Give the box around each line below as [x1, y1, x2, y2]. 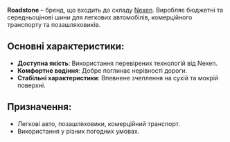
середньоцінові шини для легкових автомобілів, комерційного [7, 13, 193, 21]
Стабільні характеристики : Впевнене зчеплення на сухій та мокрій [17, 73, 219, 82]
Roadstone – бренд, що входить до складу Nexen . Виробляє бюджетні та [7, 6, 224, 14]
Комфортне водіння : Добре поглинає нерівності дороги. [17, 66, 188, 75]
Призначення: [7, 101, 72, 113]
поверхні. [17, 81, 46, 89]
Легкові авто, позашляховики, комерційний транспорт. [17, 119, 180, 127]
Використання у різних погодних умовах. [17, 127, 140, 135]
